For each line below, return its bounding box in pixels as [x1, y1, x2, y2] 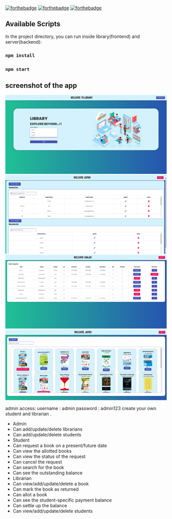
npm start [5, 66, 30, 72]
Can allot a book [12, 492, 48, 497]
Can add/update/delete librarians [12, 426, 83, 432]
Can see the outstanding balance [12, 470, 83, 476]
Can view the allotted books [12, 448, 72, 454]
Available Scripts [5, 20, 60, 28]
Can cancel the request [12, 459, 62, 465]
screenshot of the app [5, 81, 77, 90]
